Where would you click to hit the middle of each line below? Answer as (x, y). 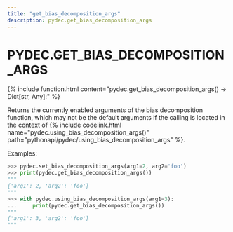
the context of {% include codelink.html (64, 125)
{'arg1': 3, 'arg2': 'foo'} (48, 219)
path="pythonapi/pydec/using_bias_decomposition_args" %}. (96, 140)
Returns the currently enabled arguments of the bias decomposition (105, 110)
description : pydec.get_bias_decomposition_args (80, 20)
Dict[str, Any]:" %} (34, 97)
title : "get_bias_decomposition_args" (64, 14)
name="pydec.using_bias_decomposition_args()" (78, 132)
